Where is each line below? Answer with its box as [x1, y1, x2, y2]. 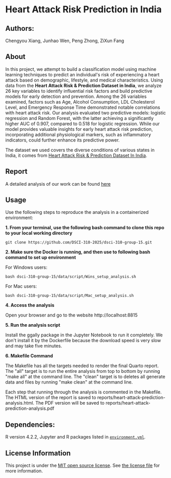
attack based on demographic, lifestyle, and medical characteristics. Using [5, 77, 163, 83]
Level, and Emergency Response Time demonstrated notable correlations [5, 104, 160, 110]
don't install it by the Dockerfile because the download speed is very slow [5, 337, 161, 344]
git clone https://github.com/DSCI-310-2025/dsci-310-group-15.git [5, 240, 153, 245]
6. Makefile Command [5, 353, 53, 359]
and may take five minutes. [5, 343, 62, 349]
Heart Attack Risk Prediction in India [5, 4, 162, 15]
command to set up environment [5, 254, 76, 261]
